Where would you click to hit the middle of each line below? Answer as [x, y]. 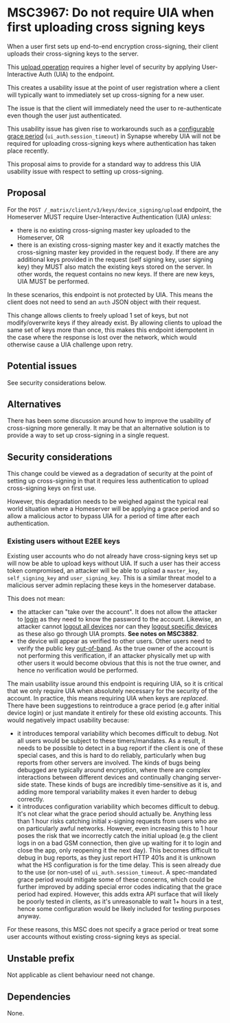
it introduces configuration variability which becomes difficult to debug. [118, 806]
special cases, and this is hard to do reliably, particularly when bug [111, 756]
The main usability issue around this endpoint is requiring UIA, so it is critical [115, 684]
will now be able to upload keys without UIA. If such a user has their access [114, 563]
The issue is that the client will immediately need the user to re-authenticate [114, 108]
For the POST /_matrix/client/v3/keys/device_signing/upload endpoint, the [114, 209]
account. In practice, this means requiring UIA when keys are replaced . [107, 698]
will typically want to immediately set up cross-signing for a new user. [106, 95]
